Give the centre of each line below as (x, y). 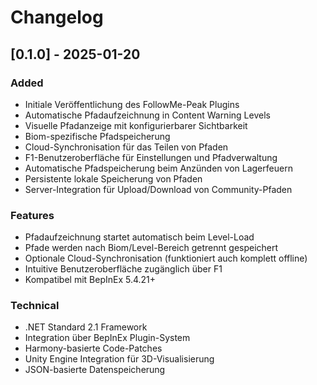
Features (32, 215)
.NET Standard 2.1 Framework (86, 327)
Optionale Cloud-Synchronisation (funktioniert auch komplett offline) (166, 258)
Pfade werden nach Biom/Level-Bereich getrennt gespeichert (151, 248)
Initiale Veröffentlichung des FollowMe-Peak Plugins (132, 104)
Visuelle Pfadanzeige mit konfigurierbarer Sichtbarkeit (136, 125)
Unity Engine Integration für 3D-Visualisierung (119, 359)
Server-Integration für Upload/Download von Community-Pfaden (158, 189)
